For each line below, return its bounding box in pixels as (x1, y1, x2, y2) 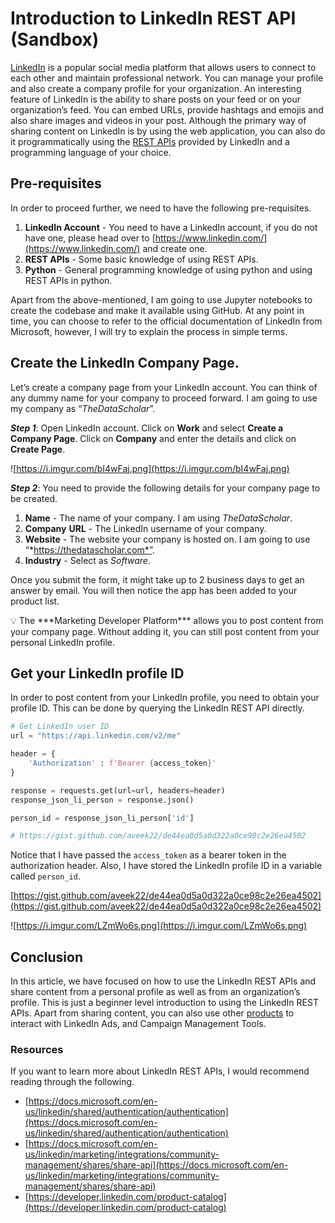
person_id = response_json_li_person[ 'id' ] (10, 813, 195, 823)
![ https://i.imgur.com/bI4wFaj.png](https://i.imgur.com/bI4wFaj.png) (10, 462, 290, 474)
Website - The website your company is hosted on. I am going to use (24, 533, 311, 545)
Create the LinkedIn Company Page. (10, 355, 240, 372)
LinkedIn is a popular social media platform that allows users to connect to (10, 61, 317, 73)
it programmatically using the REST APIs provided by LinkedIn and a (10, 135, 290, 147)
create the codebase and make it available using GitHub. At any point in (10, 304, 305, 316)
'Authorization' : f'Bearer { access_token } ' (28, 758, 217, 768)
